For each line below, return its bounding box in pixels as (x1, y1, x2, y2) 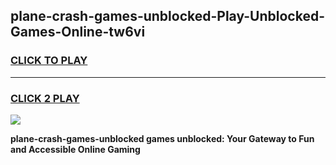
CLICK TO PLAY (10, 54, 88, 68)
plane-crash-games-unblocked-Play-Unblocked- (10, 8, 325, 25)
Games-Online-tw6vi (10, 24, 146, 41)
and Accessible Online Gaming (10, 143, 141, 155)
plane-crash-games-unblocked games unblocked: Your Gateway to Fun (10, 132, 315, 144)
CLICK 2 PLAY (10, 91, 80, 105)
